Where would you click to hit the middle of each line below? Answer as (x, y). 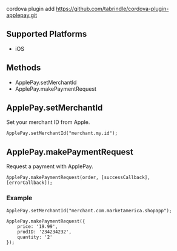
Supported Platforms (47, 34)
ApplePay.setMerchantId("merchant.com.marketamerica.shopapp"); (89, 210)
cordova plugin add (31, 9)
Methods (24, 68)
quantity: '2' (35, 237)
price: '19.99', (38, 226)
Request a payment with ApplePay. (50, 166)
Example (19, 198)
